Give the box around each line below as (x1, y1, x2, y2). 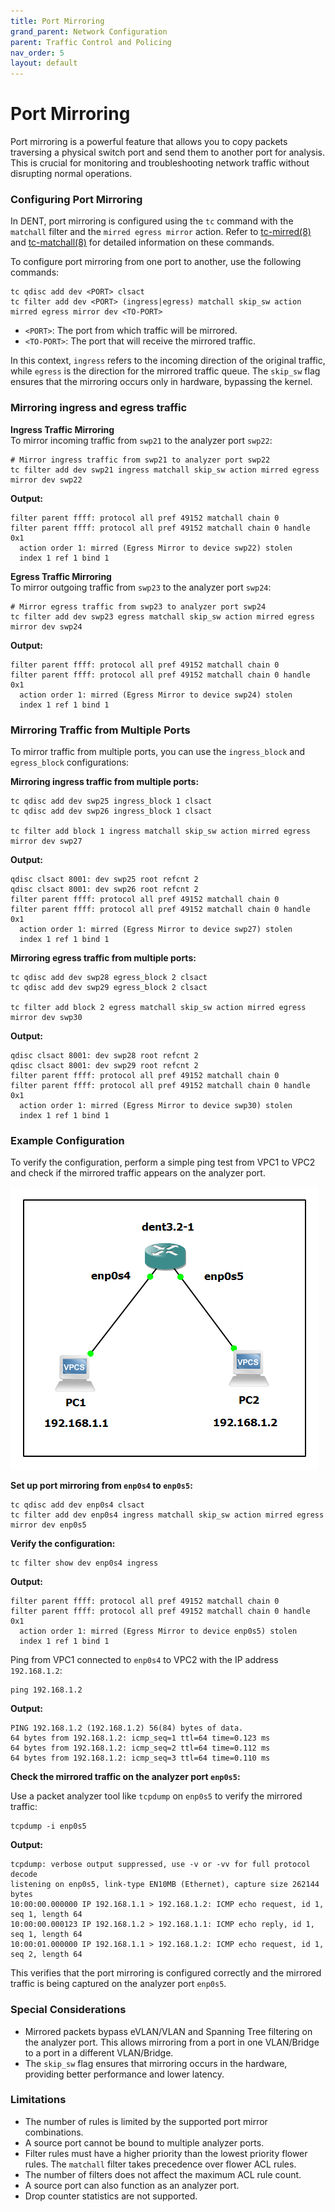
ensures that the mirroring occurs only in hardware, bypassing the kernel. (10, 376, 313, 388)
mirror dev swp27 (10, 836, 83, 846)
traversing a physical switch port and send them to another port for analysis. (10, 146, 325, 159)
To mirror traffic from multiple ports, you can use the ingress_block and (10, 745, 306, 757)
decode (10, 1870, 38, 1880)
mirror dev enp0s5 (10, 1520, 87, 1530)
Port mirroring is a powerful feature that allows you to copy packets (10, 136, 288, 148)
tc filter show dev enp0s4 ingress (10, 1558, 159, 1569)
